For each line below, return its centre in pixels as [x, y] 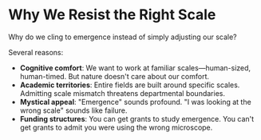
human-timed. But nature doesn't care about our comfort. [115, 76]
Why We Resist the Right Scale [112, 15]
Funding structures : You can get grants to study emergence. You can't [137, 118]
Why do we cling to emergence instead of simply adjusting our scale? [123, 37]
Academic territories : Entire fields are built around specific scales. [130, 85]
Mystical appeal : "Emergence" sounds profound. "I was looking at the [135, 102]
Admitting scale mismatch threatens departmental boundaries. [123, 93]
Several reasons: [36, 52]
